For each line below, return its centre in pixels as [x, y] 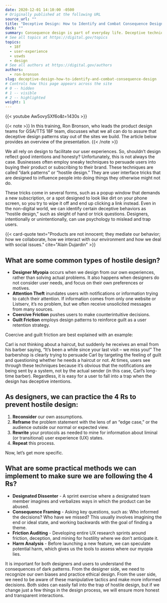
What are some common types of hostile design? [83, 260]
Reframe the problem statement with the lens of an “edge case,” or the [85, 422]
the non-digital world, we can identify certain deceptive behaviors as [76, 209]
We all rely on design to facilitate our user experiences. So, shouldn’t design [83, 152]
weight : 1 [15, 102]
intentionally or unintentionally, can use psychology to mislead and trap [78, 219]
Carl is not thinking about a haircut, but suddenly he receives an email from [82, 344]
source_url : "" [21, 19]
